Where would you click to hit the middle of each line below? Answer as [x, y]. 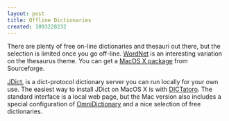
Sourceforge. [26, 68]
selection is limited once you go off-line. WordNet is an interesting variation [114, 54]
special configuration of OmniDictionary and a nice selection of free [104, 104]
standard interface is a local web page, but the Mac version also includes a [114, 97]
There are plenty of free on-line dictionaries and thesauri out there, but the [114, 47]
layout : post [26, 14]
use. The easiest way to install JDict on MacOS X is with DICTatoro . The [110, 89]
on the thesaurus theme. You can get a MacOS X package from [98, 61]
